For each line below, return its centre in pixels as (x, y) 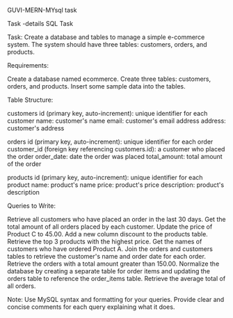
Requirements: (28, 65)
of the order (24, 164)
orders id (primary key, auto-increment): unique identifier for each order (110, 142)
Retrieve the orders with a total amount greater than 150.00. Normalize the (113, 264)
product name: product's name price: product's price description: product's (116, 185)
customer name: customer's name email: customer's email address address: (116, 121)
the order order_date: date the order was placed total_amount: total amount (115, 157)
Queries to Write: (31, 206)
